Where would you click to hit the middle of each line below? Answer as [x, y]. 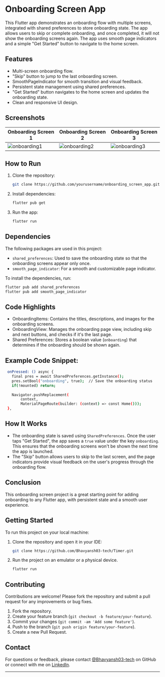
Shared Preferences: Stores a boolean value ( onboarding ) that [74, 340]
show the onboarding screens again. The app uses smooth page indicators [81, 38]
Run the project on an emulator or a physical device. [65, 560]
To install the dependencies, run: [38, 278]
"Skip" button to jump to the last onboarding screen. [65, 76]
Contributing [25, 584]
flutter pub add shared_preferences [42, 287]
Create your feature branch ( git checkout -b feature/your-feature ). [82, 616]
